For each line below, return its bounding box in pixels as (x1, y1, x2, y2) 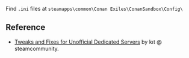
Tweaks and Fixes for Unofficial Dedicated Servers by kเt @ (14, 38, 162, 45)
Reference (5, 22, 46, 32)
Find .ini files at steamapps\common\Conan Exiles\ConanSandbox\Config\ (5, 5, 183, 12)
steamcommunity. (14, 45, 60, 52)
